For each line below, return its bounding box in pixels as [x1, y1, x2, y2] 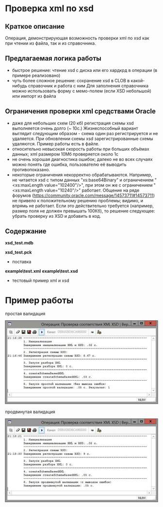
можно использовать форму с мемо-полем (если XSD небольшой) [12, 88, 152, 94]
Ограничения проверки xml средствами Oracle [5, 107, 156, 116]
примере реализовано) [12, 72, 61, 78]
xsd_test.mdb [5, 240, 34, 246]
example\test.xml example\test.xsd [5, 268, 78, 274]
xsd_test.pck [5, 249, 32, 255]
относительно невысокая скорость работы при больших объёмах [12, 146, 149, 152]
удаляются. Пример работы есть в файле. [12, 140, 99, 146]
